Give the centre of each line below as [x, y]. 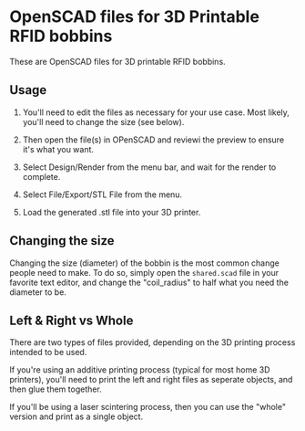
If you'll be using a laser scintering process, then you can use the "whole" [148, 407]
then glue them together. [56, 389]
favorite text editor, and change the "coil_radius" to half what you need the [149, 282]
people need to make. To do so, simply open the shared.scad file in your [144, 272]
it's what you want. [58, 149]
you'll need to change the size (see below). [103, 121]
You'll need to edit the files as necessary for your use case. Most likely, [156, 112]
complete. [41, 176]
